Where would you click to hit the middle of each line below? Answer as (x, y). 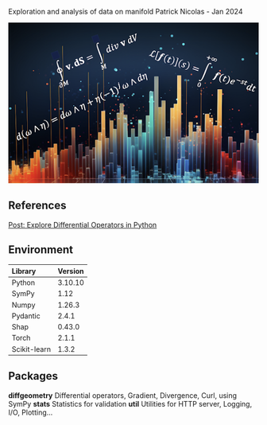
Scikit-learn (31, 349)
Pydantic (26, 316)
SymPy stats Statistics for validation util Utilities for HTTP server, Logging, (130, 404)
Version (71, 271)
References (37, 206)
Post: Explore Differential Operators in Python (83, 224)
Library (24, 271)
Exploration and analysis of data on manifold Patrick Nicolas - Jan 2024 (126, 12)
